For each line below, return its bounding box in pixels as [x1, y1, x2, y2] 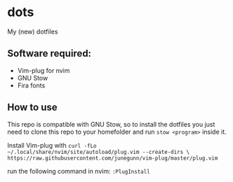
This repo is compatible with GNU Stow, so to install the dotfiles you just [7, 120, 215, 128]
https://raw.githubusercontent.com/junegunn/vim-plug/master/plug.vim [7, 155, 218, 162]
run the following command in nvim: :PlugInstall [7, 167, 151, 175]
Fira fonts [17, 81, 46, 90]
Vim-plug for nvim [17, 66, 70, 74]
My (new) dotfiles [7, 27, 58, 36]
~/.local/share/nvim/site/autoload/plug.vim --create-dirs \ [7, 148, 190, 155]
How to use [7, 101, 58, 113]
